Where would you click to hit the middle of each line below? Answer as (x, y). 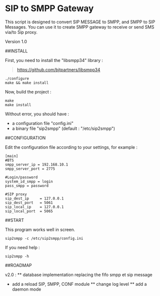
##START (15, 220)
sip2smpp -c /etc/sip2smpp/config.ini (44, 238)
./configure (17, 78)
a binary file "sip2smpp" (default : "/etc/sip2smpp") (64, 128)
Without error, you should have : (37, 114)
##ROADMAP (18, 265)
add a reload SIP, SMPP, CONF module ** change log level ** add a (79, 284)
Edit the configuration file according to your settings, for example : (71, 147)
